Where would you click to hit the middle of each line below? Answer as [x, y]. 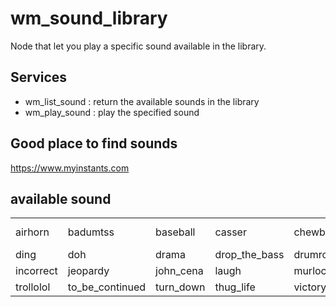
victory [310, 287]
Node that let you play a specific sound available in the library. [138, 46]
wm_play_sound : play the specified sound [112, 112]
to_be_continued [107, 287]
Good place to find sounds [94, 143]
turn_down [180, 287]
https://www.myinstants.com [70, 168]
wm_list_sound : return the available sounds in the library [142, 101]
